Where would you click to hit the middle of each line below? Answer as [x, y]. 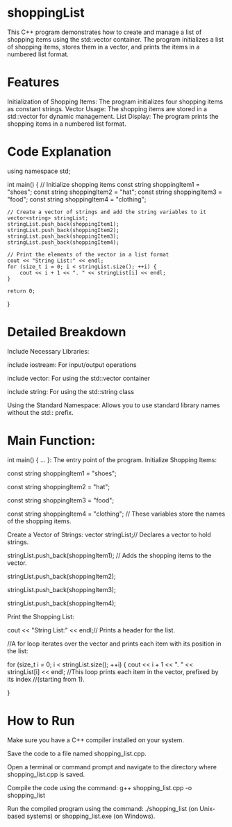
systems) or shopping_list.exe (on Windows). [91, 816]
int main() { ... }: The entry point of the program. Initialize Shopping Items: [112, 459]
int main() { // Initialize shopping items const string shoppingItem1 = [103, 184]
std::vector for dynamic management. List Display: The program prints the [113, 116]
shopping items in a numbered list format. [67, 124]
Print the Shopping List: [41, 616]
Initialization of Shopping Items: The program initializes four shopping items [115, 101]
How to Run [41, 720]
